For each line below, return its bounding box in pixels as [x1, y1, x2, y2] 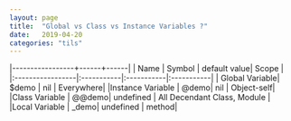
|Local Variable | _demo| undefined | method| [9, 101, 178, 113]
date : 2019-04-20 [9, 30, 83, 39]
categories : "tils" [9, 38, 83, 48]
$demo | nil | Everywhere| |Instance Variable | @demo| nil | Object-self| [9, 82, 276, 93]
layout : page [9, 13, 59, 23]
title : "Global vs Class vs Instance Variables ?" [9, 22, 208, 31]
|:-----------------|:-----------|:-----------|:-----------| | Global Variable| [9, 73, 280, 84]
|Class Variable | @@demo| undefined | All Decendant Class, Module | [9, 92, 271, 103]
